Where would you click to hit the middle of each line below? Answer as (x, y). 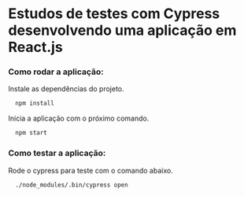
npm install (35, 103)
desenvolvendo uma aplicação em (122, 30)
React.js (35, 47)
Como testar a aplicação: (57, 153)
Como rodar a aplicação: (56, 72)
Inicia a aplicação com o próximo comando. (79, 118)
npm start (31, 133)
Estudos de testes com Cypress (114, 14)
